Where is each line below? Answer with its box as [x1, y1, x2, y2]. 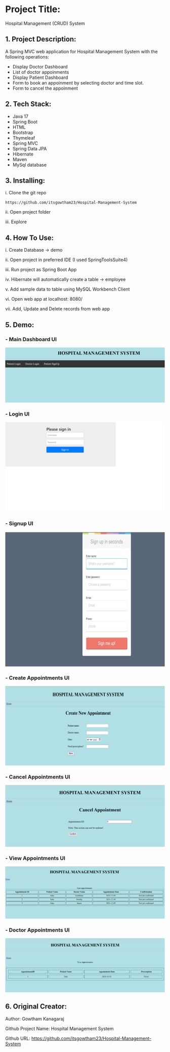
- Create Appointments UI [5, 674, 70, 681]
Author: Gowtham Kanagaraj [5, 1016, 64, 1022]
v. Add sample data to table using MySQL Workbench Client [5, 286, 130, 292]
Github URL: [5, 1035, 30, 1041]
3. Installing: [5, 176, 46, 185]
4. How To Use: [5, 233, 54, 242]
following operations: [5, 54, 50, 60]
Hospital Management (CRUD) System [5, 20, 85, 26]
